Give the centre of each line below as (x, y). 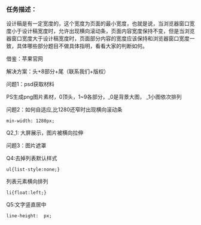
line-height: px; (29, 216)
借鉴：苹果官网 (25, 59)
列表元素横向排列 (27, 181)
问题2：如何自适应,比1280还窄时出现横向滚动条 (64, 110)
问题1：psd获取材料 (31, 84)
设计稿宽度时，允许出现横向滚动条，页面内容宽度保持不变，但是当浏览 (108, 31)
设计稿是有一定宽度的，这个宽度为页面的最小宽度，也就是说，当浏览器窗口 (98, 24)
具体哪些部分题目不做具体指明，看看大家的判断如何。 (82, 46)
